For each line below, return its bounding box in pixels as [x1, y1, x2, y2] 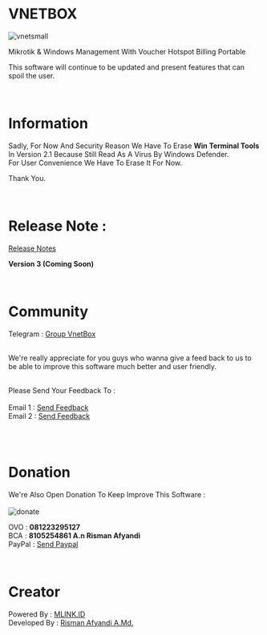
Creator [8, 582, 61, 601]
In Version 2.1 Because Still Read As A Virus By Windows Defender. [8, 149, 230, 159]
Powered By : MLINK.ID [8, 609, 86, 619]
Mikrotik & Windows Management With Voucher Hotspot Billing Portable [8, 46, 246, 56]
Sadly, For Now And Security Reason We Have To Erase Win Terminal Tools [8, 141, 260, 151]
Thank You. [8, 173, 47, 183]
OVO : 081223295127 [8, 522, 80, 532]
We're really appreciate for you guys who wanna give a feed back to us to [8, 353, 253, 363]
